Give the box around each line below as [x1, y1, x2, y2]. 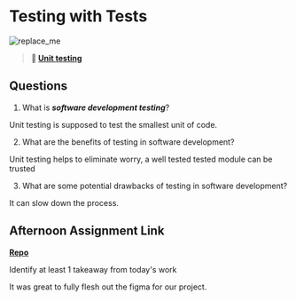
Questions [9, 78, 68, 94]
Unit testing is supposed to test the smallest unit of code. [9, 119, 218, 130]
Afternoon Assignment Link [9, 224, 165, 239]
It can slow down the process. [9, 197, 120, 208]
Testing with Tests [9, 6, 148, 27]
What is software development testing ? [21, 102, 170, 113]
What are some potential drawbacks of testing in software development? [21, 180, 288, 191]
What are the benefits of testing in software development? [21, 136, 235, 147]
